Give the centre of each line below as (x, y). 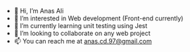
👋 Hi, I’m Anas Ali (39, 11)
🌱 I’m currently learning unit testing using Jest (81, 26)
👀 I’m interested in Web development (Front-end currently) (99, 18)
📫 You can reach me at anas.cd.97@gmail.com (83, 41)
